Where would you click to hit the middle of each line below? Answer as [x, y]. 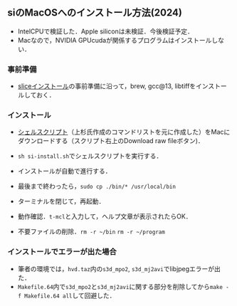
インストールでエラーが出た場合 [62, 252]
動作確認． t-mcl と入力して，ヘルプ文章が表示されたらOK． [105, 216]
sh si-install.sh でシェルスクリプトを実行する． [90, 156]
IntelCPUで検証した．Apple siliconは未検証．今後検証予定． [105, 31]
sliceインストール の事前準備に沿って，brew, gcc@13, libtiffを [107, 86]
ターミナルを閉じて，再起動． [61, 201]
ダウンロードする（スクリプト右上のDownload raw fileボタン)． [111, 141]
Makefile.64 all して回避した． [70, 295]
